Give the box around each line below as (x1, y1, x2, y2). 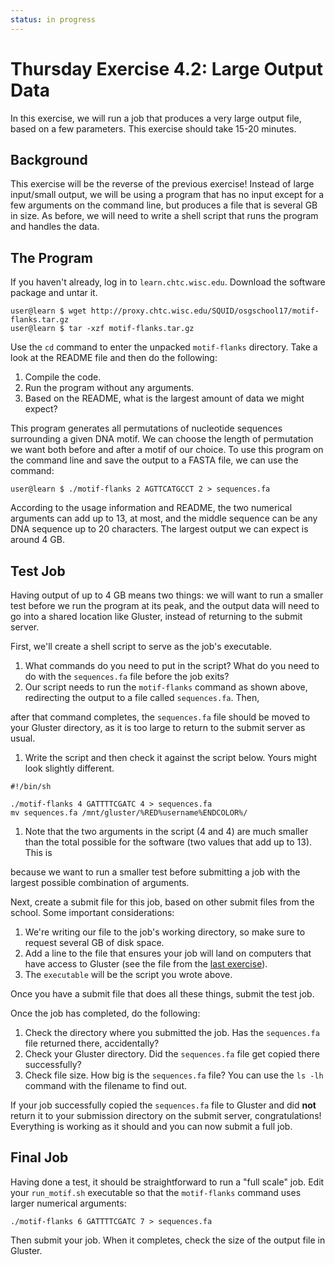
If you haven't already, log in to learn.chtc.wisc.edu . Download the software (10, 276, 326, 288)
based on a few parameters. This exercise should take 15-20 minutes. (10, 122, 297, 135)
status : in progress (10, 14, 97, 25)
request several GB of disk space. (24, 937, 165, 948)
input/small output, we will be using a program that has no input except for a (10, 189, 325, 201)
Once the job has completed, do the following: (10, 1007, 201, 1019)
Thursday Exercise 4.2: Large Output (10, 57, 324, 80)
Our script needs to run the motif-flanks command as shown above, (24, 681, 308, 693)
